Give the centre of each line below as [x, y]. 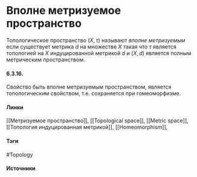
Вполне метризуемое [64, 11]
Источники [21, 169]
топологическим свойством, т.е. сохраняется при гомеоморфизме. [94, 93]
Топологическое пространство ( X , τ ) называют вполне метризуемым [96, 40]
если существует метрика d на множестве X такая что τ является [91, 47]
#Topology [20, 155]
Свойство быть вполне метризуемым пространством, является [89, 87]
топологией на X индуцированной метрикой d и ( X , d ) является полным [99, 53]
